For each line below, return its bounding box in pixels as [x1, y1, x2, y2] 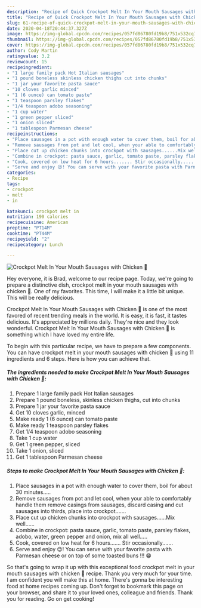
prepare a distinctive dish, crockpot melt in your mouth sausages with [7, 281, 178, 288]
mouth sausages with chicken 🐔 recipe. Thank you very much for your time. [7, 570, 193, 577]
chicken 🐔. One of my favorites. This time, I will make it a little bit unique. [7, 287, 185, 294]
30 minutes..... [15, 489, 51, 496]
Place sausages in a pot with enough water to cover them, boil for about [15, 482, 193, 490]
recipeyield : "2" [7, 236, 50, 242]
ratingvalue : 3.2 [7, 53, 50, 59]
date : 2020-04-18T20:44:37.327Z [7, 25, 87, 32]
